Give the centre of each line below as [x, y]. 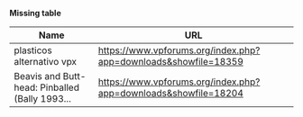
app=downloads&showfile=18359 [170, 62]
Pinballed [60, 87]
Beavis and [37, 76]
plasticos [33, 50]
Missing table [35, 13]
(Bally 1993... [43, 99]
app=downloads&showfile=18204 [170, 93]
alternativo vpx [46, 62]
